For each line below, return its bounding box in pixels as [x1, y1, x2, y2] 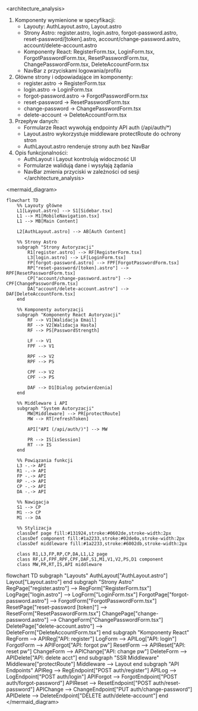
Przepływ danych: [14, 118, 59, 124]
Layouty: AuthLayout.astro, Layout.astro [23, 23, 122, 30]
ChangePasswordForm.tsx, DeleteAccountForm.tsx [23, 61, 149, 68]
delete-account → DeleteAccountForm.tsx [23, 111, 127, 118]
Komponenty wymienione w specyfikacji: [14, 17, 116, 23]
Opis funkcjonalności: [14, 149, 68, 156]
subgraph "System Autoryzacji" [17, 405, 95, 411]
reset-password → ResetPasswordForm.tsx [23, 99, 130, 106]
